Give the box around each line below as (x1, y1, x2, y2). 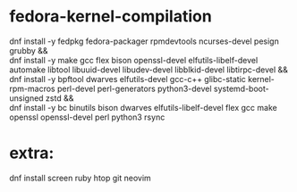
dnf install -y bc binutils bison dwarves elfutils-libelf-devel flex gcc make (9, 102, 277, 113)
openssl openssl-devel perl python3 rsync (9, 112, 165, 122)
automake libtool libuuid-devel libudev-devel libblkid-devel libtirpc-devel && (9, 64, 289, 75)
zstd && (45, 92, 74, 104)
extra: (9, 143, 55, 163)
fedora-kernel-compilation (9, 6, 212, 27)
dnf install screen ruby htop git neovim (9, 172, 152, 183)
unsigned (9, 92, 44, 104)
